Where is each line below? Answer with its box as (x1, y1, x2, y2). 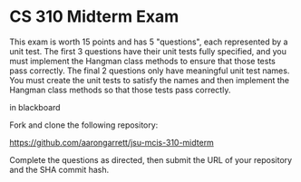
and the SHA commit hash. (9, 164, 110, 175)
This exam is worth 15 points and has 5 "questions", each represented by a (9, 36, 288, 47)
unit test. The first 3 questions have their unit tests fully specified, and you (9, 45, 287, 56)
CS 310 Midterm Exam (9, 6, 180, 27)
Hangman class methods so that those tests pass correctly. (9, 84, 231, 95)
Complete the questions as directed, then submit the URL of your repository (9, 154, 293, 165)
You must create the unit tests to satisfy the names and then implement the (9, 74, 290, 85)
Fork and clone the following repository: (9, 120, 159, 130)
